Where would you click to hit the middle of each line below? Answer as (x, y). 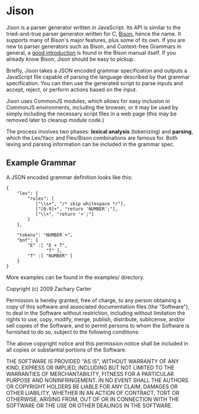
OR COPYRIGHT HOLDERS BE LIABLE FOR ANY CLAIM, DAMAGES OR (92, 386)
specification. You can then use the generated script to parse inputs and (94, 83)
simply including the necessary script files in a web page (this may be (91, 114)
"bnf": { (28, 240)
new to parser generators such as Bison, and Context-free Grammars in (94, 46)
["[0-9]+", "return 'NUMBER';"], (77, 209)
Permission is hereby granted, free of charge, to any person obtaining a (94, 300)
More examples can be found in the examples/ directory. (75, 277)
